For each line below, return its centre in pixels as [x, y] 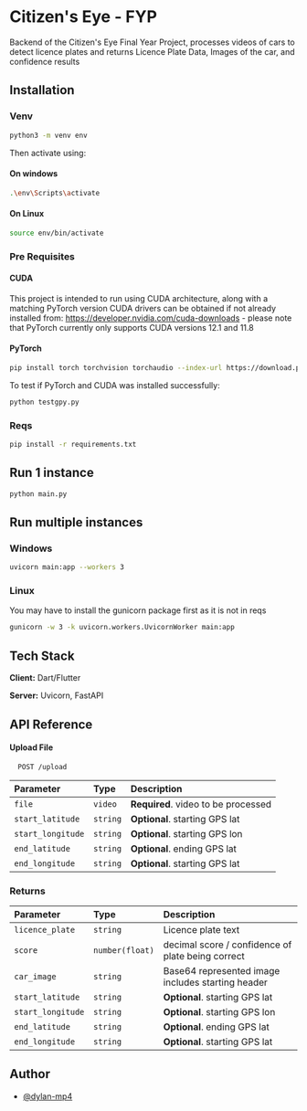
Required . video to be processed [201, 804]
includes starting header [215, 982]
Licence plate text [201, 930]
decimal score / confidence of [228, 945]
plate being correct [204, 957]
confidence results [45, 61]
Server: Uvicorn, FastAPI [57, 695]
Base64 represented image [222, 971]
